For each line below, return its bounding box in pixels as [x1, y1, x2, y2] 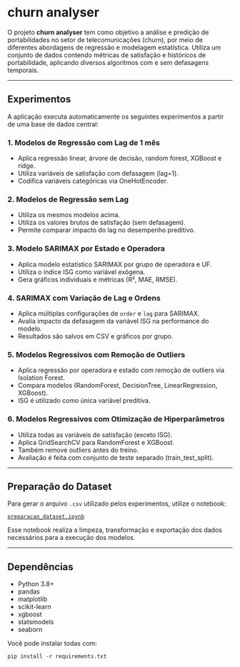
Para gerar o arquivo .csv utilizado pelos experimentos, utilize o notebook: [7, 499, 226, 508]
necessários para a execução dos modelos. [7, 533, 136, 542]
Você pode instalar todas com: [7, 639, 98, 648]
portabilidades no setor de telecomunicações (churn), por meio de [7, 35, 204, 44]
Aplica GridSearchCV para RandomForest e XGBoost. [17, 438, 175, 446]
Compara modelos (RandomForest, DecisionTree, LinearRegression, [17, 381, 218, 390]
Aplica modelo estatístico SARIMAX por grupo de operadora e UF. [17, 260, 212, 269]
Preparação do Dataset [7, 480, 112, 493]
